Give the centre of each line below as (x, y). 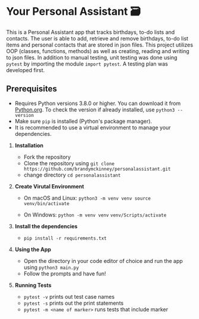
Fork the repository (47, 157)
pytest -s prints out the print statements (74, 303)
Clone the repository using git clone (69, 163)
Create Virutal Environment (49, 186)
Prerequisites (32, 89)
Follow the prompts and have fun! (65, 273)
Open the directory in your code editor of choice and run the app (103, 261)
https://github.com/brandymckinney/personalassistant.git (97, 169)
